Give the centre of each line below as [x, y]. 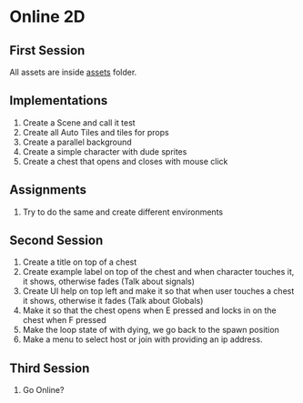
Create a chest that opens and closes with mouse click [125, 161]
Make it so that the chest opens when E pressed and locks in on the [150, 310]
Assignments [48, 190]
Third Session [50, 368]
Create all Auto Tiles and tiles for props [96, 132]
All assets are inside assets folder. [73, 72]
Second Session [56, 241]
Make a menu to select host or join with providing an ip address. [142, 339]
